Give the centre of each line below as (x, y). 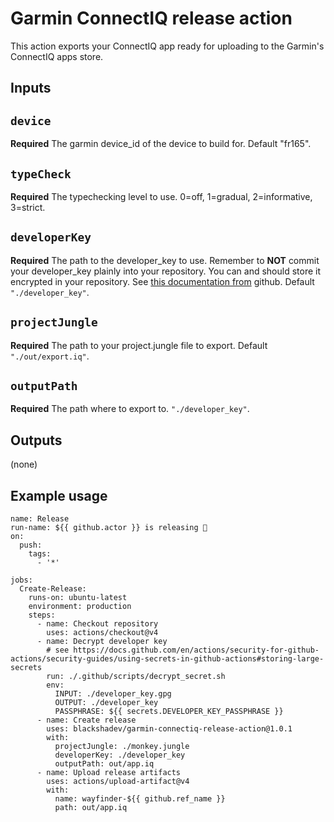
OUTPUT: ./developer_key (106, 703)
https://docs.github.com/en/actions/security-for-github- (196, 650)
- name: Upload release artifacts (109, 773)
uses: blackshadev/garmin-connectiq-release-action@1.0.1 (169, 729)
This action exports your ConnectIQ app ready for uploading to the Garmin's (167, 46)
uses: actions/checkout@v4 (102, 633)
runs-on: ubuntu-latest (78, 598)
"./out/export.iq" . (50, 356)
